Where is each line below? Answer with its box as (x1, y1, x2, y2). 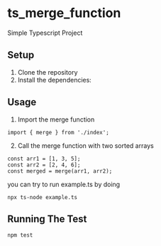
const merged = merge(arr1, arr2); (7, 167, 113, 175)
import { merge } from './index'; (7, 129, 110, 136)
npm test (7, 232, 33, 239)
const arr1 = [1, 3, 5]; (7, 155, 81, 162)
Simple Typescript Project (7, 28, 83, 37)
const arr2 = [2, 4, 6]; (7, 161, 81, 169)
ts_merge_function (7, 5, 121, 21)
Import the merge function (17, 115, 95, 124)
